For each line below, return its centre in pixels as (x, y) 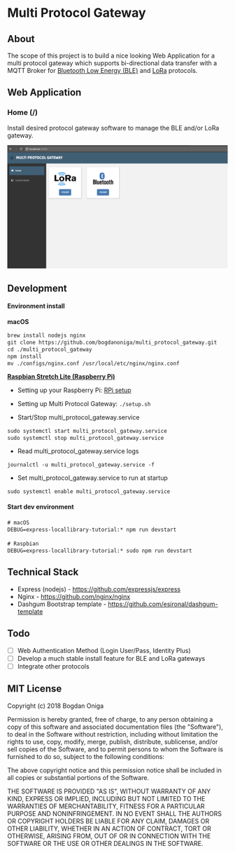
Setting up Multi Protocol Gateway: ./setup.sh (84, 403)
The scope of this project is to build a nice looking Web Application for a (111, 55)
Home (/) (23, 112)
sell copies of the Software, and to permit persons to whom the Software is (115, 749)
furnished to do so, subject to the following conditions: (86, 756)
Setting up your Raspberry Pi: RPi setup (74, 390)
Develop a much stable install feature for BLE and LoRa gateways (111, 658)
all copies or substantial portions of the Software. (78, 777)
